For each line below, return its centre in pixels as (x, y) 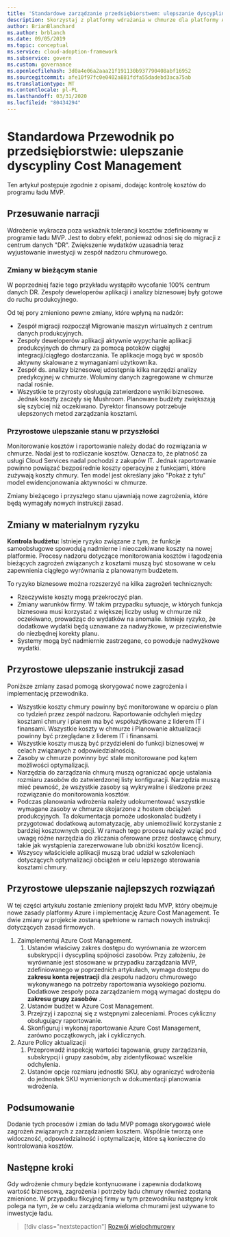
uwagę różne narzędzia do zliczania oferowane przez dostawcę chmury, (119, 838)
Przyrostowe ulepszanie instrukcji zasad (96, 670)
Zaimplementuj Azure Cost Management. (75, 940)
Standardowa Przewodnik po (91, 137)
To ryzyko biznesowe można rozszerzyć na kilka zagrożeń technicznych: (110, 584)
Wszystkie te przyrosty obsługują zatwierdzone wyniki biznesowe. (111, 391)
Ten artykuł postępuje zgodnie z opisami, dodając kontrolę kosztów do (107, 185)
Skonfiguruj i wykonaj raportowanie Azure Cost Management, (114, 1028)
